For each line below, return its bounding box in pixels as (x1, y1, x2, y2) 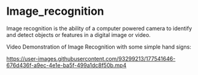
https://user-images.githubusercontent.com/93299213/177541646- (6, 55, 176, 62)
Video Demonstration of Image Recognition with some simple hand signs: (6, 43, 192, 50)
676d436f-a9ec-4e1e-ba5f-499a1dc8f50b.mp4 (6, 61, 127, 69)
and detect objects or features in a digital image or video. (6, 31, 151, 38)
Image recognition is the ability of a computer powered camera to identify (6, 25, 192, 32)
